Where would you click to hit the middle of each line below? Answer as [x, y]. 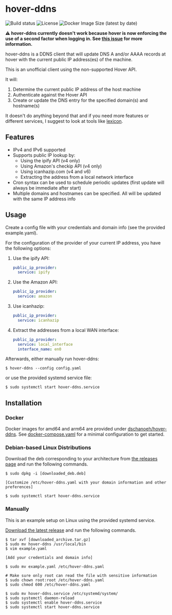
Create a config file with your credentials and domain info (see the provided [85, 227]
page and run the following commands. [47, 464]
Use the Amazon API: [35, 282]
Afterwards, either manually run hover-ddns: [52, 359]
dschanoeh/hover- [147, 429]
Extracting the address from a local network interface [77, 177]
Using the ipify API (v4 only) [50, 160]
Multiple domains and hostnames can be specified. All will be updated [87, 193]
